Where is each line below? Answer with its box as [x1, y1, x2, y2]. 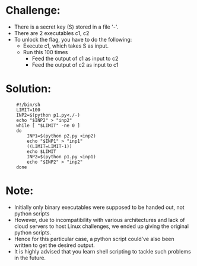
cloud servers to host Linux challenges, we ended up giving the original [14, 223, 189, 230]
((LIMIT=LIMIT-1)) [27, 143, 72, 149]
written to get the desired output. [14, 242, 96, 249]
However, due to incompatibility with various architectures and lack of [14, 216, 185, 223]
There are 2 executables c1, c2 [14, 29, 90, 36]
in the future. [14, 254, 46, 261]
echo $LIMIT [27, 148, 57, 155]
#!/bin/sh [16, 102, 41, 108]
